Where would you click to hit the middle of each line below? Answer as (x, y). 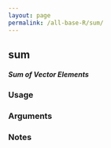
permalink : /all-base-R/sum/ (56, 23)
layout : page (30, 15)
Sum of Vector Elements (48, 75)
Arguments (30, 117)
